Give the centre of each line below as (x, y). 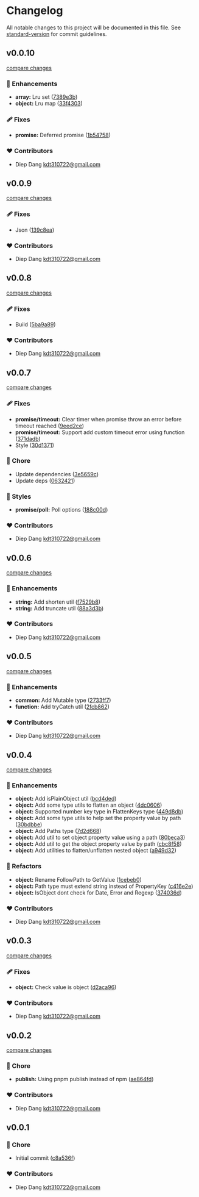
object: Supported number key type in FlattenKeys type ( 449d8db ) (99, 812)
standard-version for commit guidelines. (57, 34)
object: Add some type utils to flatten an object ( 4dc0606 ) (89, 805)
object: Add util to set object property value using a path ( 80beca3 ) (100, 838)
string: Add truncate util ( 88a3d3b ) (59, 608)
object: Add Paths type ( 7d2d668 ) (58, 831)
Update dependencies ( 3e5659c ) (57, 474)
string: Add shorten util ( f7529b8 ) (58, 602)
